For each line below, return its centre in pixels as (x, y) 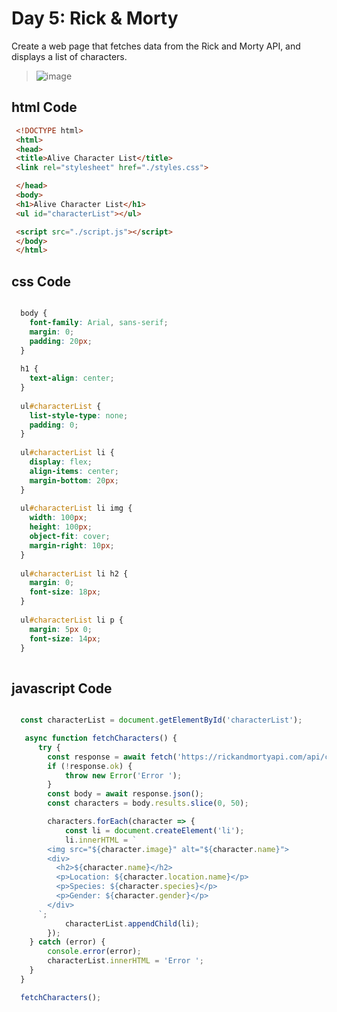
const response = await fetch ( (112, 757)
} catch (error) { (67, 942)
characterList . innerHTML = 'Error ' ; (125, 961)
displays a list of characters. (69, 56)
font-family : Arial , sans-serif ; (99, 322)
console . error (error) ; (94, 952)
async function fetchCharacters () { (101, 738)
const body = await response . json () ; (125, 794)
